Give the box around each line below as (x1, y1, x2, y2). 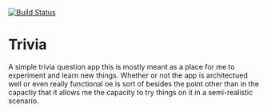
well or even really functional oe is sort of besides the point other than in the (8, 78, 260, 88)
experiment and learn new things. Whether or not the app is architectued (8, 70, 248, 80)
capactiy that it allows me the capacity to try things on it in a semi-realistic (8, 87, 253, 97)
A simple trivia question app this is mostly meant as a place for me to (8, 62, 235, 71)
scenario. (8, 96, 39, 106)
